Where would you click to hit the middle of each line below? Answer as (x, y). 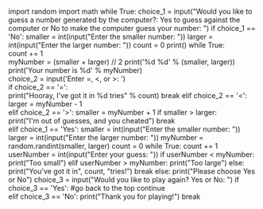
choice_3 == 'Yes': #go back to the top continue (87, 188)
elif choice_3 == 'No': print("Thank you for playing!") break (104, 196)
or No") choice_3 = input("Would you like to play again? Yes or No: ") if (124, 180)
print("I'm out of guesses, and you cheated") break (92, 121)
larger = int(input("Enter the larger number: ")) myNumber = (106, 137)
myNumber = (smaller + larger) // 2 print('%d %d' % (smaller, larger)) (122, 62)
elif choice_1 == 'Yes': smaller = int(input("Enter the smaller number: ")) (124, 129)
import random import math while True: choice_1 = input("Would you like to (130, 11)
